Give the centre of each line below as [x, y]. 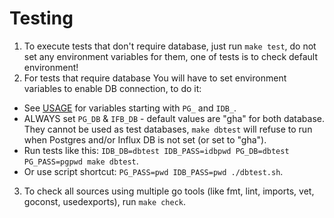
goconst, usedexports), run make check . [105, 201]
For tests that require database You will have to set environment [155, 78]
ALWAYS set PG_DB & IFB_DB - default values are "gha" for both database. [174, 118]
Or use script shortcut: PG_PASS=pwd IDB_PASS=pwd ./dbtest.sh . [153, 171]
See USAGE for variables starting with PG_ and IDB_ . [130, 108]
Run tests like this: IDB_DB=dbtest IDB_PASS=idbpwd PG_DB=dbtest [156, 150]
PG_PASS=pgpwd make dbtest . [81, 161]
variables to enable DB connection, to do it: [112, 88]
